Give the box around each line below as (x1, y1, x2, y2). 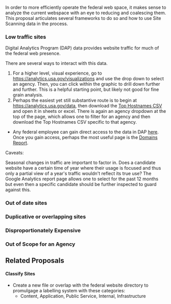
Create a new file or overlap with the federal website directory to (12, 282, 149, 288)
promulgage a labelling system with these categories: (12, 287, 126, 293)
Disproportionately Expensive (5, 227, 81, 234)
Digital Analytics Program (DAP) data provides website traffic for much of (5, 45, 159, 51)
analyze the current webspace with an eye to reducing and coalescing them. (5, 10, 166, 16)
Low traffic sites (5, 33, 46, 40)
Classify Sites (5, 270, 36, 276)
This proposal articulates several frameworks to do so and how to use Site (5, 15, 161, 21)
